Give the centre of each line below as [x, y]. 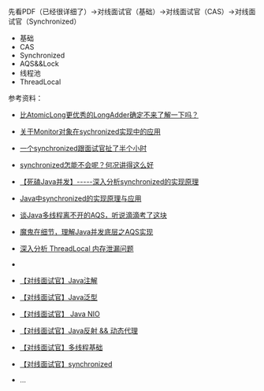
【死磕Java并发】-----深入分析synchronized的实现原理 [109, 182]
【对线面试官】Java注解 [59, 280]
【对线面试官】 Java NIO [59, 314]
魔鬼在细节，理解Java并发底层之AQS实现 [86, 232]
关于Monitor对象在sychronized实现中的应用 [90, 131]
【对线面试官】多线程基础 [61, 347]
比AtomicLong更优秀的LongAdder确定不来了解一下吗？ [109, 115]
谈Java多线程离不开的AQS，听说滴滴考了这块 [93, 215]
